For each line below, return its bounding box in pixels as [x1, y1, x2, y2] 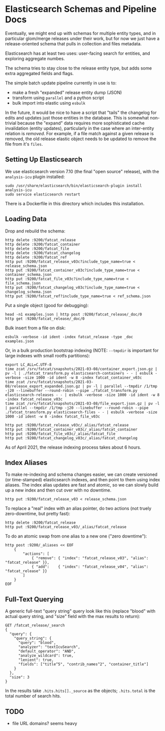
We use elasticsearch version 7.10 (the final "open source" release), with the [5, 168, 159, 174]
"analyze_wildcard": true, [18, 653, 74, 658]
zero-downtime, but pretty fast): [5, 511, 70, 517]
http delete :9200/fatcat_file [5, 246, 69, 251]
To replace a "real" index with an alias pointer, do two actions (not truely [5, 505, 152, 511]
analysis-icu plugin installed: [5, 174, 65, 180]
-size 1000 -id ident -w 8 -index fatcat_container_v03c [23, 375, 142, 380]
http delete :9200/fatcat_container [5, 242, 80, 247]
